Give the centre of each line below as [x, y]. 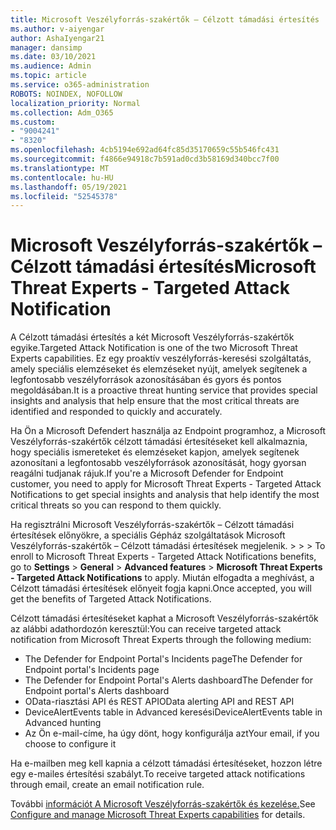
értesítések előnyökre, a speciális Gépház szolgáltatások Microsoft [148, 535]
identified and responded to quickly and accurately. [116, 412]
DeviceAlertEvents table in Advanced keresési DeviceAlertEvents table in [173, 712]
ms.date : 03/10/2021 [53, 57]
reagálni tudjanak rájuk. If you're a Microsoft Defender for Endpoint [147, 473]
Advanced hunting [63, 723]
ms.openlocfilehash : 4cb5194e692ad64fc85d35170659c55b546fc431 [145, 150]
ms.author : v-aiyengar [57, 29]
